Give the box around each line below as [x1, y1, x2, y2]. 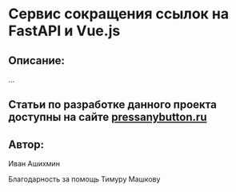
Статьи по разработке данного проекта [8, 98, 218, 112]
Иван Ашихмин [8, 159, 60, 169]
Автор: [8, 138, 45, 151]
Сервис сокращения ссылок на [8, 5, 230, 23]
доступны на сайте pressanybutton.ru [8, 110, 207, 124]
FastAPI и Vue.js [8, 22, 121, 40]
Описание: [8, 54, 66, 67]
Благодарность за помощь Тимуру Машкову [8, 174, 161, 184]
